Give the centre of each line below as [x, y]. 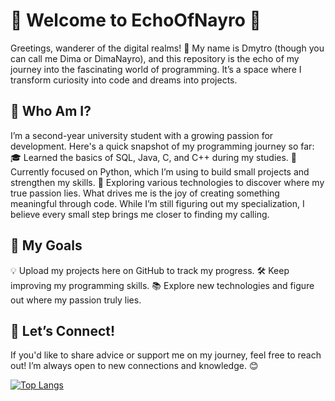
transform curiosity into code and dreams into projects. [124, 80]
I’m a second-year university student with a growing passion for [142, 135]
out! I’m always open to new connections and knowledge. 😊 [134, 366]
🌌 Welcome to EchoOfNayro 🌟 [136, 20]
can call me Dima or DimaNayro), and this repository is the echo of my [155, 58]
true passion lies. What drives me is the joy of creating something [145, 193]
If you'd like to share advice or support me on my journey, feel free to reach [166, 355]
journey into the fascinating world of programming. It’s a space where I [156, 69]
